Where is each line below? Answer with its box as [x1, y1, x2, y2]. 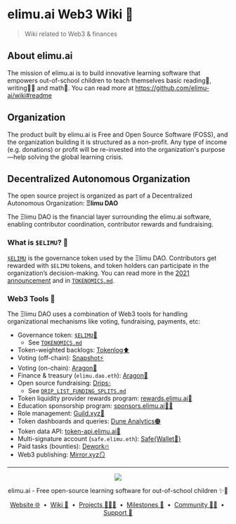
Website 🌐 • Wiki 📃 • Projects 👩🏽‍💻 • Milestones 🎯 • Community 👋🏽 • [9, 500, 225, 509]
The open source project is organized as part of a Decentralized [7, 191, 193, 200]
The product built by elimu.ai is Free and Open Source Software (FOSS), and [7, 130, 228, 139]
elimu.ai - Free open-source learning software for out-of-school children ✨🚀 [8, 486, 228, 494]
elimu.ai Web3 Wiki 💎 [7, 6, 133, 23]
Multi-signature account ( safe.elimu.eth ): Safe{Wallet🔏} [17, 434, 181, 442]
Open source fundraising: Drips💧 [17, 378, 111, 387]
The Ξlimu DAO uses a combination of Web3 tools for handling [7, 309, 188, 318]
